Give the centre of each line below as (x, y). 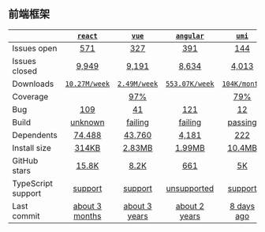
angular (190, 36)
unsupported (190, 188)
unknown (88, 122)
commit (26, 215)
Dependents (35, 135)
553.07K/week (190, 84)
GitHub (25, 160)
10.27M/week (88, 84)
